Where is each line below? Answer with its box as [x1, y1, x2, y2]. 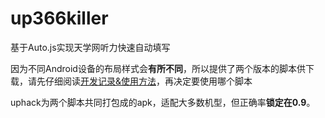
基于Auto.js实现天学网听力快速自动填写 [10, 41, 171, 53]
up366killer [10, 7, 109, 30]
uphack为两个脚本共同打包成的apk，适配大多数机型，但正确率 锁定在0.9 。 [10, 96, 316, 108]
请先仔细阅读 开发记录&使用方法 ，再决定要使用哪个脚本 [27, 75, 253, 87]
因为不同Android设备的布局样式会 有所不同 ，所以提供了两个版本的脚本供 [10, 62, 306, 74]
